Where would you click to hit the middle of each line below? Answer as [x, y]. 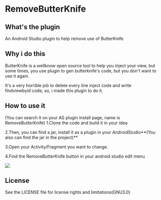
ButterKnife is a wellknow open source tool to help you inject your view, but [80, 65]
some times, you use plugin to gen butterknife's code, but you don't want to [81, 71]
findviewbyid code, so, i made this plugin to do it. [54, 91]
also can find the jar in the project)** [41, 137]
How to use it [25, 106]
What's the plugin [32, 27]
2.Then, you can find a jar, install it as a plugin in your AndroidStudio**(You [80, 132]
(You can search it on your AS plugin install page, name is [63, 117]
